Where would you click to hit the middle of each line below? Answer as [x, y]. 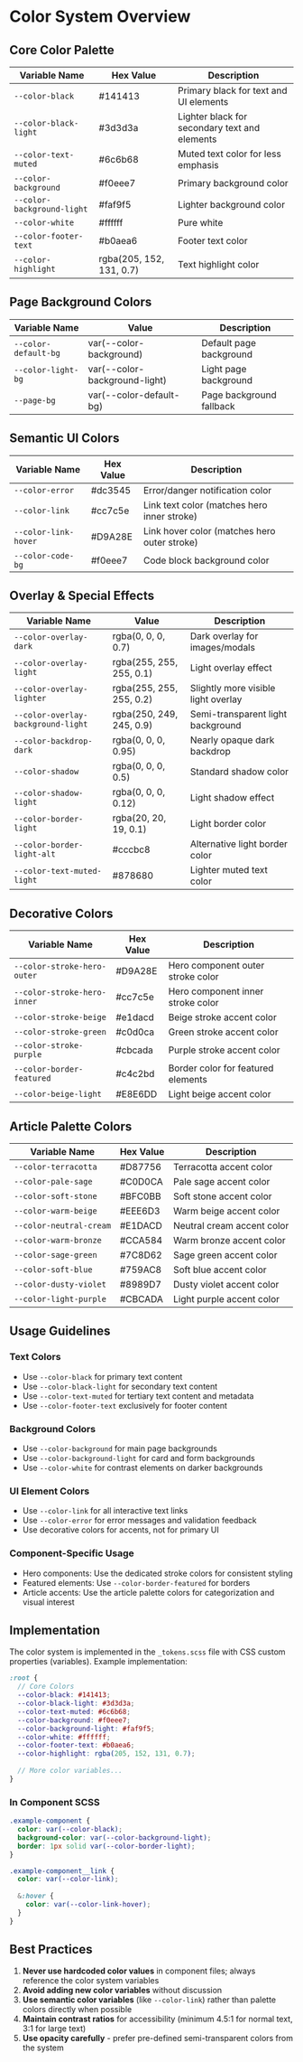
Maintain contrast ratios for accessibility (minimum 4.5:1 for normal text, [157, 2019]
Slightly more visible [233, 689]
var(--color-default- [134, 395]
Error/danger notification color [207, 490]
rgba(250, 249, [145, 714]
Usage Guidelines [60, 1331]
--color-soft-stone [55, 1196]
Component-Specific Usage [72, 1553]
